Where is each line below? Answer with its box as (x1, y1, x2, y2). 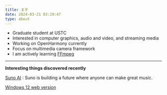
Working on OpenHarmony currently (12, 41, 87, 47)
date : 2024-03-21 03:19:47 (5, 12, 61, 17)
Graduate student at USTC (12, 30, 67, 36)
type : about (5, 16, 30, 21)
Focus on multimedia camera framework (12, 46, 95, 52)
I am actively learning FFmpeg (12, 51, 75, 57)
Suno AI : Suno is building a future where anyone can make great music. (5, 75, 153, 81)
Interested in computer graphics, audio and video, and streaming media (12, 35, 159, 41)
